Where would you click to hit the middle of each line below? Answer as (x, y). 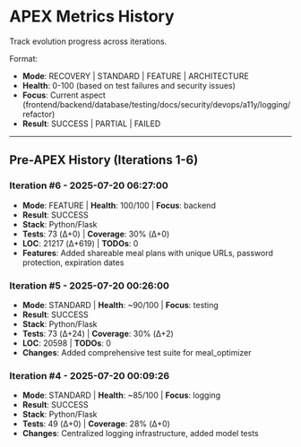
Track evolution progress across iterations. (88, 41)
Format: (24, 58)
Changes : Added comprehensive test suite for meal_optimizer (137, 352)
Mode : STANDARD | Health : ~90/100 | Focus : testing (120, 305)
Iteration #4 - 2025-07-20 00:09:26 (90, 375)
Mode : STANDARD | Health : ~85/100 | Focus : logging (121, 395)
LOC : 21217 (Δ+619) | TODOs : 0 (80, 243)
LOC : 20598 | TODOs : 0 (67, 343)
